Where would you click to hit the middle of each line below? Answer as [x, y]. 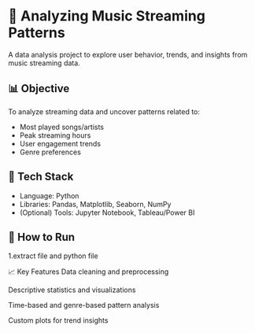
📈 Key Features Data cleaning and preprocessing [89, 272]
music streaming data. [44, 63]
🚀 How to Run [42, 237]
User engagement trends [60, 143]
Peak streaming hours [55, 135]
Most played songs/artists [62, 127]
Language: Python [49, 195]
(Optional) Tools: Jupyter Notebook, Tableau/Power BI [107, 213]
